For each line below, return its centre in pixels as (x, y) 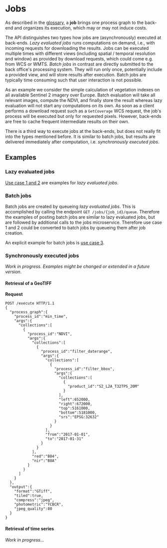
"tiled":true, (29, 496)
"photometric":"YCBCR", (39, 505)
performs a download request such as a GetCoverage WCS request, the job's (83, 111)
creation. (14, 233)
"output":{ (21, 487)
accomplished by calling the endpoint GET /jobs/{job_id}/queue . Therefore (83, 212)
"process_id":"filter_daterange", (77, 352)
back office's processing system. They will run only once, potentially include (84, 69)
